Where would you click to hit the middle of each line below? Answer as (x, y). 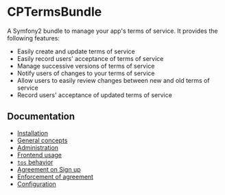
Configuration (36, 184)
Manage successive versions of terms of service (86, 66)
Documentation (41, 117)
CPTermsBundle (55, 12)
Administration (38, 147)
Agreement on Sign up (49, 169)
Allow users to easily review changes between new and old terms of (114, 80)
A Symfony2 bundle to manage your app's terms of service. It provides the (113, 31)
